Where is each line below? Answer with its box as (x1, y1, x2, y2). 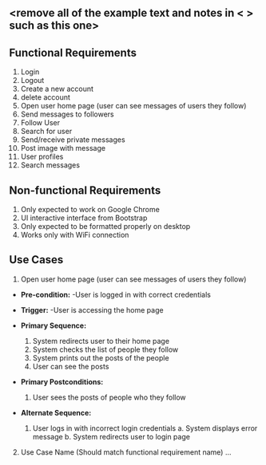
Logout (20, 76, 45, 85)
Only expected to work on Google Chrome (20, 205, 161, 215)
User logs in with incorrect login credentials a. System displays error (32, 423, 258, 433)
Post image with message (20, 144, 106, 153)
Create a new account (20, 84, 94, 94)
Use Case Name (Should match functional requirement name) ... (20, 447, 232, 457)
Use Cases (9, 253, 64, 266)
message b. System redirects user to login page (32, 432, 191, 441)
